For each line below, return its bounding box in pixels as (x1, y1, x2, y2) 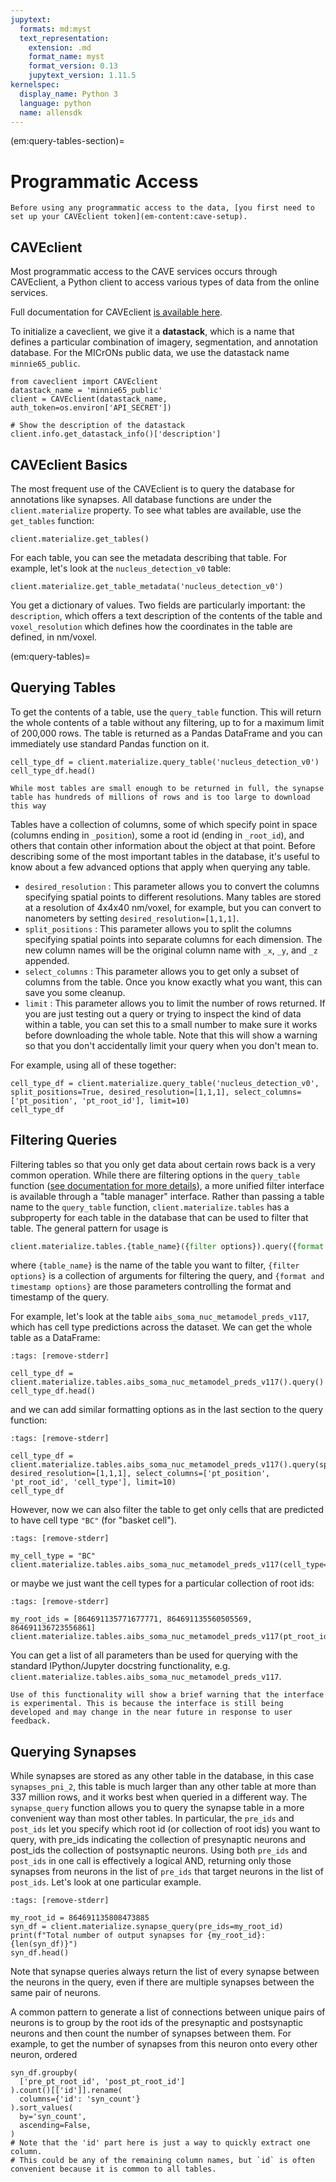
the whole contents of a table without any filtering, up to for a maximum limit (10, 716, 325, 728)
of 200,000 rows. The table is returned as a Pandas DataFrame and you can (10, 727, 323, 739)
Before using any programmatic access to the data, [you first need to (10, 203, 315, 213)
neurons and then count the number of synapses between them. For (10, 2027, 292, 2040)
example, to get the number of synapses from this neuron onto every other (10, 2038, 318, 2050)
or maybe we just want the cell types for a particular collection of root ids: (10, 1577, 315, 1590)
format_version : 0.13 (28, 61, 118, 71)
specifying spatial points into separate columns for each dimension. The (24, 933, 323, 945)
